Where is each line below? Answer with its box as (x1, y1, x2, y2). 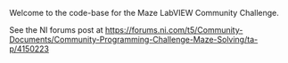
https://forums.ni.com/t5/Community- (105, 25, 243, 35)
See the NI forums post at (9, 25, 104, 35)
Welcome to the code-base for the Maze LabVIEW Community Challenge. (9, 8, 279, 18)
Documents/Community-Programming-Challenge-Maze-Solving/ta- (9, 35, 259, 44)
